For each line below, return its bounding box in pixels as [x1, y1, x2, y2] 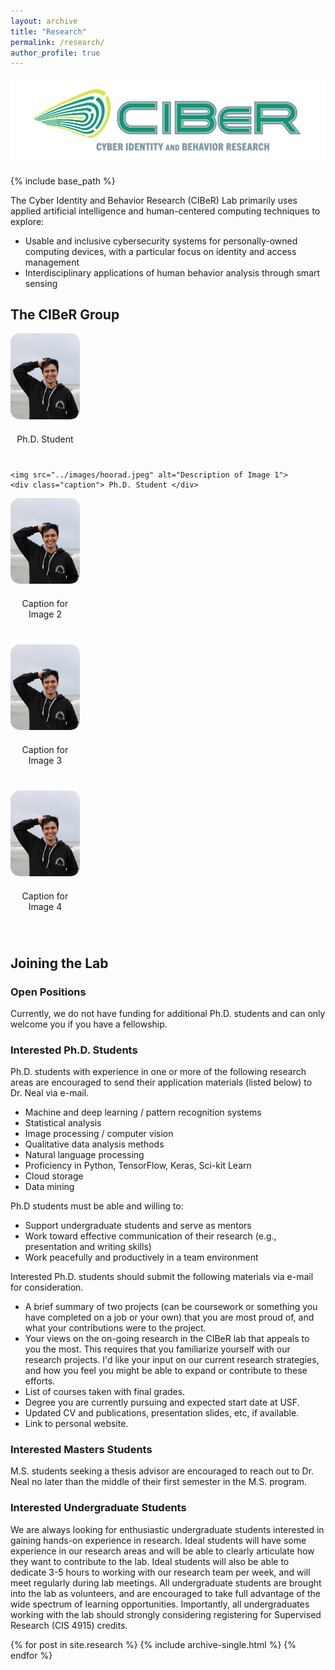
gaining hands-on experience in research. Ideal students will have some [10, 1534, 307, 1546]
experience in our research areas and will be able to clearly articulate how [10, 1545, 315, 1557]
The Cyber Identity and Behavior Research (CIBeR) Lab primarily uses [10, 194, 298, 206]
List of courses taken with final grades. [24, 1386, 186, 1398]
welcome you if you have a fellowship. [10, 1018, 168, 1030]
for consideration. [10, 1281, 84, 1294]
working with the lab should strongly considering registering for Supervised [10, 1608, 322, 1620]
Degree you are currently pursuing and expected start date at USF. [24, 1396, 300, 1409]
